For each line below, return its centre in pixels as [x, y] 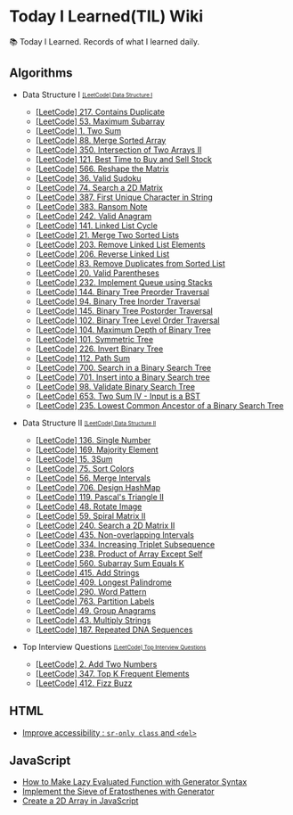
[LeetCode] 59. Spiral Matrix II [90, 515]
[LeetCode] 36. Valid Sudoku [88, 178]
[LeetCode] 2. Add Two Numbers [96, 664]
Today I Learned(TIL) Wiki [106, 16]
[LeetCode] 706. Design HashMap [98, 487]
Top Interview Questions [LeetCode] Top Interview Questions [114, 646]
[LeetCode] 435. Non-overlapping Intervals [114, 535]
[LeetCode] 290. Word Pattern [91, 591]
